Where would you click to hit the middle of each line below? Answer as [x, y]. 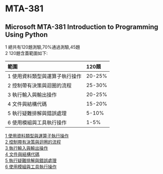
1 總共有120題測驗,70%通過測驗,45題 [43, 47]
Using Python [26, 34]
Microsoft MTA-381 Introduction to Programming [82, 27]
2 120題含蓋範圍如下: [26, 53]
